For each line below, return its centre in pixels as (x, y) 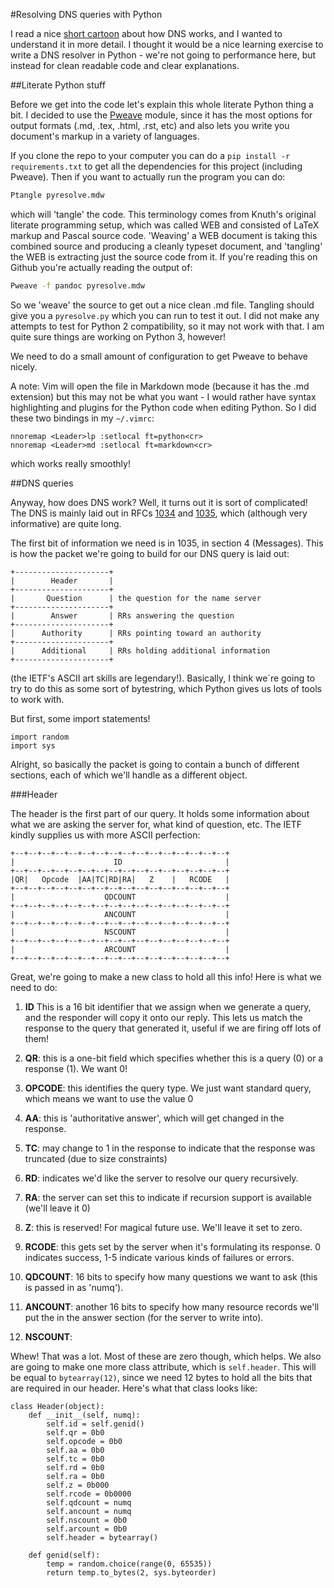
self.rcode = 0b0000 (89, 1494)
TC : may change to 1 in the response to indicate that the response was (170, 1148)
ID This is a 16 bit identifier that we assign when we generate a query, (168, 1006)
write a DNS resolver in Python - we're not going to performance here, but (163, 55)
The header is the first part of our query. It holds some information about (160, 813)
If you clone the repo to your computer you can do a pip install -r (150, 155)
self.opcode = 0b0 (84, 1441)
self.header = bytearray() (102, 1537)
